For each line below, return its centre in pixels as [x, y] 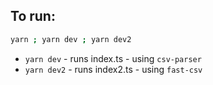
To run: [33, 16]
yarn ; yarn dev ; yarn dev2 [71, 39]
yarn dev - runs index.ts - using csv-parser [113, 58]
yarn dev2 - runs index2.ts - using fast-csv [113, 69]
